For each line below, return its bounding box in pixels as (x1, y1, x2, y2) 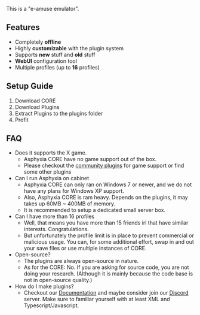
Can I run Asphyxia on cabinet (14, 175, 90, 182)
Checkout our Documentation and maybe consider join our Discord (23, 289, 189, 296)
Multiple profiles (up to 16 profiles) (14, 63, 100, 71)
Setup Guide (6, 81, 54, 92)
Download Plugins (14, 103, 60, 110)
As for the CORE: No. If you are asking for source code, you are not (23, 263, 189, 271)
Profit (14, 116, 29, 123)
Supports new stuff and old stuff (14, 51, 96, 58)
